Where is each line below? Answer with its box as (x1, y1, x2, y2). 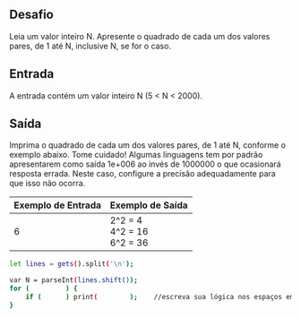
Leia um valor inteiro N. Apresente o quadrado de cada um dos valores (9, 30, 271, 41)
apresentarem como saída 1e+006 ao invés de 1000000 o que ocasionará (9, 159, 281, 169)
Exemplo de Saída (109, 199, 188, 211)
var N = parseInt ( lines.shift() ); (9, 276, 139, 285)
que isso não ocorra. (9, 178, 86, 189)
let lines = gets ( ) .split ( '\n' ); (9, 260, 134, 269)
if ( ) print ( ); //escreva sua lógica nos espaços (25, 293, 282, 302)
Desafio (9, 7, 54, 22)
